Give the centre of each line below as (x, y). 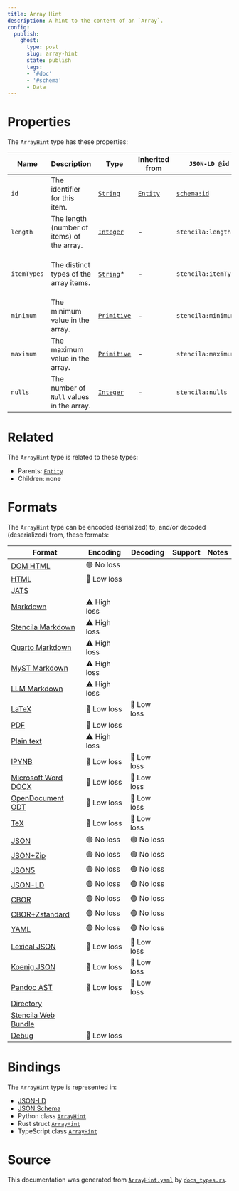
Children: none (39, 479)
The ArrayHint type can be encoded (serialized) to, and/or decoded (107, 527)
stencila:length (203, 232)
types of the (71, 274)
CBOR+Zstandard (40, 914)
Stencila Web (33, 1015)
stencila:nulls (202, 392)
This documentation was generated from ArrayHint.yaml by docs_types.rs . (117, 1180)
